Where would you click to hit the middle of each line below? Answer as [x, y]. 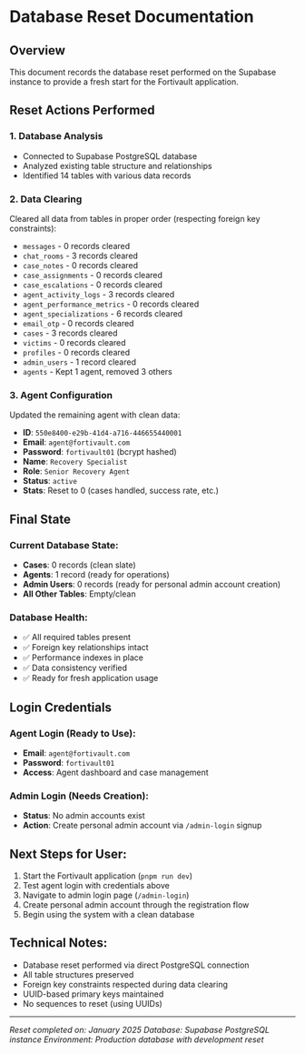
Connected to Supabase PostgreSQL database [110, 156]
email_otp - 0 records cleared [78, 323]
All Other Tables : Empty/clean [79, 594]
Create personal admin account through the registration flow [136, 905]
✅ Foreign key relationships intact [85, 647]
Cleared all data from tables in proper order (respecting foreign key [135, 218]
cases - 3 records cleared [70, 333]
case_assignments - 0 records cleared [93, 275]
